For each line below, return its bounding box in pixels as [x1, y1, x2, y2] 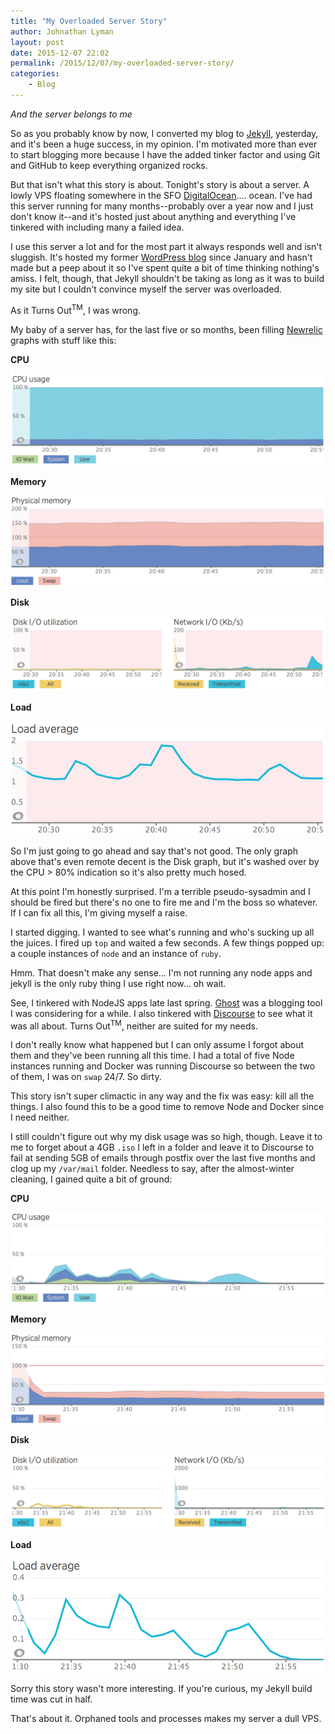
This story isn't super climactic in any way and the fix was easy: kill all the [10, 1090, 315, 1102]
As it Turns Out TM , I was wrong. [10, 302, 141, 316]
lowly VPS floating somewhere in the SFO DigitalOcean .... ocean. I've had [10, 189, 313, 201]
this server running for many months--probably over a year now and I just [10, 200, 314, 212]
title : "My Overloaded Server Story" [10, 16, 168, 26]
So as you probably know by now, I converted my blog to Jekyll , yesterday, [10, 127, 319, 139]
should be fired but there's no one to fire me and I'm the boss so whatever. [10, 896, 318, 908]
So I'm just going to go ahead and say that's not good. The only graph [10, 845, 299, 857]
